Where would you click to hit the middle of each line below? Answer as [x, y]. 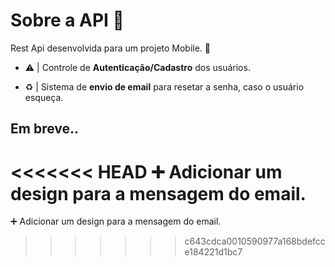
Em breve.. [45, 129]
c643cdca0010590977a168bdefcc [255, 241]
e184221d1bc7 [213, 252]
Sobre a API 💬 [67, 20]
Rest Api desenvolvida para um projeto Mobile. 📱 [111, 48]
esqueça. [44, 97]
